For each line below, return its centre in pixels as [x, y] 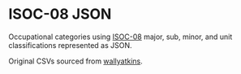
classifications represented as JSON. [70, 45]
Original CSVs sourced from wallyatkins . [76, 61]
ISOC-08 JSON [60, 14]
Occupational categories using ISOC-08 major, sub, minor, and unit [120, 37]
